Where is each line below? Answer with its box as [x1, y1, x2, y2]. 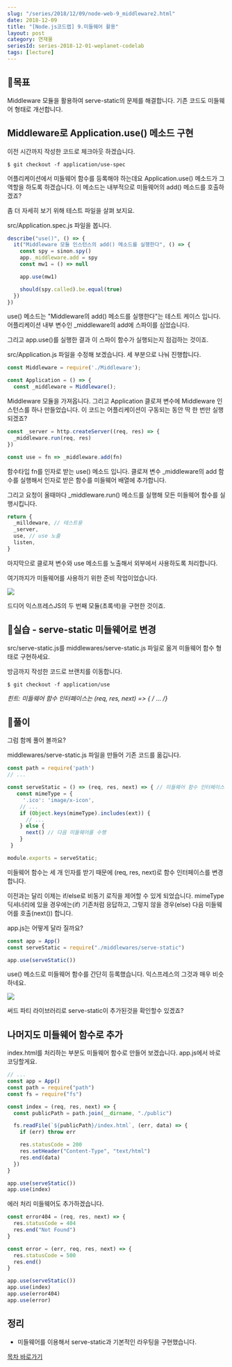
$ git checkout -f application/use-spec [7, 161, 126, 168]
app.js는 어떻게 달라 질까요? [7, 923, 83, 932]
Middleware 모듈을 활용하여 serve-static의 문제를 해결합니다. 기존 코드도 [7, 96, 207, 104]
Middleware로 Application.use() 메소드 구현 [7, 127, 194, 139]
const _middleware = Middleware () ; [13, 383, 117, 390]
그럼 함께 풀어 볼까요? [7, 736, 66, 744]
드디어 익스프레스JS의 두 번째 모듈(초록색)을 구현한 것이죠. [7, 601, 165, 609]
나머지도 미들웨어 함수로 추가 [7, 1029, 124, 1041]
